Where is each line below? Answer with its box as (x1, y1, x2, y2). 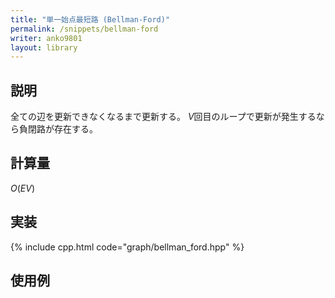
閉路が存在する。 (27, 123, 98, 135)
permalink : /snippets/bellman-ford (10, 24, 159, 34)
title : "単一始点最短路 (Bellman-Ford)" (10, 14, 171, 25)
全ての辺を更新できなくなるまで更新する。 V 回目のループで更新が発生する (10, 111, 317, 123)
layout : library (10, 42, 78, 53)
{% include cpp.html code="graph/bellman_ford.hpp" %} (10, 241, 245, 253)
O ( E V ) (10, 182, 36, 194)
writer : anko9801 (10, 33, 83, 43)
